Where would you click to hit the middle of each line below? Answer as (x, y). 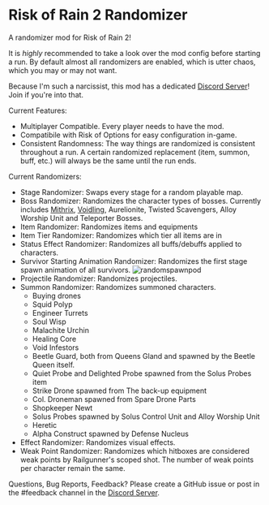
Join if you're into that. (46, 94)
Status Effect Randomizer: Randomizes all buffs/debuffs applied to (131, 244)
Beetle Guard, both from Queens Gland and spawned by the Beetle (143, 356)
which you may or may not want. (63, 70)
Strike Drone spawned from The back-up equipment (120, 391)
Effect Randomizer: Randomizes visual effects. (98, 442)
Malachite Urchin (60, 330)
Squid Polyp (52, 304)
